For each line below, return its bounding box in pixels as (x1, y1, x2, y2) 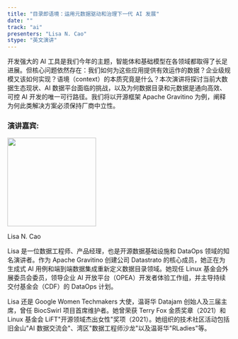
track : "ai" (7, 23, 42, 30)
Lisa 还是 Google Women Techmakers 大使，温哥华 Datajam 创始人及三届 (7, 297, 222, 306)
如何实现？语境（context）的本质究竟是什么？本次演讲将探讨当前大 (25, 75, 222, 84)
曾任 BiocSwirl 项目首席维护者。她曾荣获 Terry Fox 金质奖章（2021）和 (19, 306, 227, 315)
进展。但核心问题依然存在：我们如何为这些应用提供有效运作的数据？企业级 (7, 66, 225, 74)
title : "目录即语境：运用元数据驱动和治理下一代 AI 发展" (7, 10, 159, 18)
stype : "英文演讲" (7, 37, 58, 44)
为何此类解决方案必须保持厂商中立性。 (7, 101, 119, 110)
